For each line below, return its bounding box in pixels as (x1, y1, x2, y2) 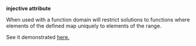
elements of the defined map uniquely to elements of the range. (6, 23, 162, 29)
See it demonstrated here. (6, 34, 70, 40)
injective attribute (6, 5, 52, 12)
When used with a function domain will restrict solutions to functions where (6, 16, 191, 23)
